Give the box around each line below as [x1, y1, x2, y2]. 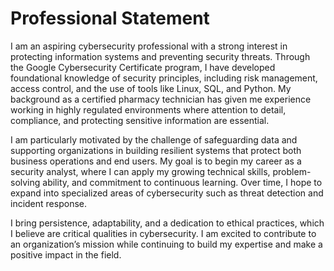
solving [10, 176, 41, 188]
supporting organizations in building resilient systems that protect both [10, 144, 302, 156]
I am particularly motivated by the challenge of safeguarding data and [10, 133, 298, 146]
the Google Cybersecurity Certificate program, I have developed [10, 61, 276, 73]
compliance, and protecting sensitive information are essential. [10, 114, 270, 126]
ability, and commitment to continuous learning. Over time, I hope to [42, 176, 323, 188]
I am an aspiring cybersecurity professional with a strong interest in [10, 40, 288, 52]
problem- [272, 165, 312, 177]
